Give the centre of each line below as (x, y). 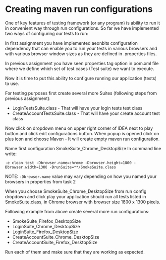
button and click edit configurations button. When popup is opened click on (82, 133)
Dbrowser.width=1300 (27, 167)
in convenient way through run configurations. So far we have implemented (82, 28)
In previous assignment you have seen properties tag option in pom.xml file (82, 63)
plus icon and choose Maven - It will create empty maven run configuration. (83, 139)
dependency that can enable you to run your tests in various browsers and (81, 48)
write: (11, 154)
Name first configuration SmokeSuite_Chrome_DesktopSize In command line (83, 148)
